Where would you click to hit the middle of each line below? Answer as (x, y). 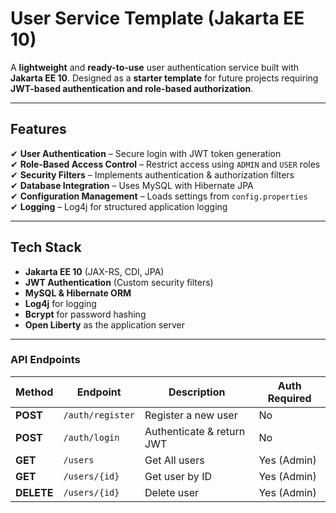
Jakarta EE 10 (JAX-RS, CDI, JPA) (94, 271)
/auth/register (99, 415)
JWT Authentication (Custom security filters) (119, 282)
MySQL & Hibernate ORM (78, 293)
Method (34, 392)
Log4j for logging (60, 303)
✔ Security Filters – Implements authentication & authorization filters (152, 174)
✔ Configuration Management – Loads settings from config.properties (159, 196)
